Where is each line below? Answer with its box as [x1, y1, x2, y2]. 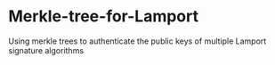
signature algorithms [8, 45, 85, 55]
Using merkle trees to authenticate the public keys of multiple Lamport [8, 36, 267, 46]
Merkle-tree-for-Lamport [8, 6, 199, 27]
